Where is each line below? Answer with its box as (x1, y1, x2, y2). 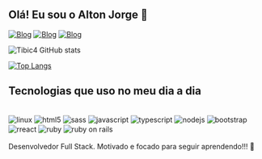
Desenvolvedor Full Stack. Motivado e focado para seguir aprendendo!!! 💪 (8, 141, 255, 151)
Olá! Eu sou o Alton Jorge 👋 (8, 8, 148, 22)
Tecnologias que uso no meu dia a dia (8, 84, 202, 98)
